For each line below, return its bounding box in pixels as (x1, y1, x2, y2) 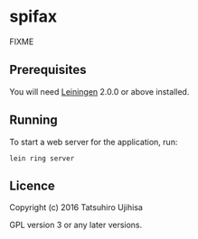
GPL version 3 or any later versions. (9, 219, 143, 231)
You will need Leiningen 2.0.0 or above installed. (9, 86, 190, 97)
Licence (9, 178, 56, 193)
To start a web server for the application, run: (9, 136, 178, 147)
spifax (9, 6, 58, 27)
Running (9, 113, 59, 128)
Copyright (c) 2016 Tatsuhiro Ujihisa (9, 202, 143, 213)
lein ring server (9, 153, 75, 163)
